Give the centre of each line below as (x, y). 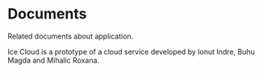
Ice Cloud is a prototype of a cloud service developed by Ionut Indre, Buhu (131, 51)
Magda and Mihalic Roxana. (54, 60)
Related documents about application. (71, 36)
